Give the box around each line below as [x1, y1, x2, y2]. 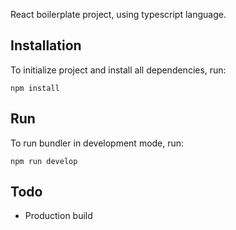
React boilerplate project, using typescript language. [10, 9, 227, 20]
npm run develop [10, 156, 78, 166]
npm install [10, 83, 60, 93]
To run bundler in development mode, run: [10, 137, 185, 149]
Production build [24, 210, 93, 222]
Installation [10, 37, 82, 54]
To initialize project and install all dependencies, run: [10, 64, 227, 76]
